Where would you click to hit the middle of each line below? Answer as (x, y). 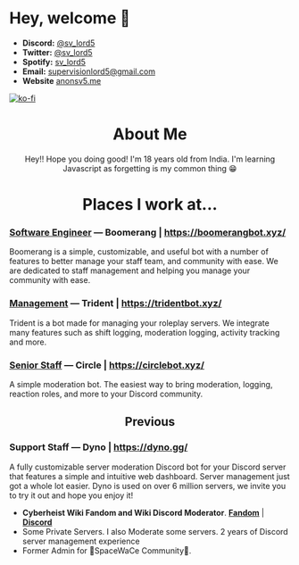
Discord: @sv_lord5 (58, 43)
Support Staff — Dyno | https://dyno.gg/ (99, 447)
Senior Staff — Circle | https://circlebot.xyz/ (107, 365)
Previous (150, 422)
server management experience (81, 541)
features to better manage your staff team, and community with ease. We (144, 262)
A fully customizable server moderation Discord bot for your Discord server (148, 467)
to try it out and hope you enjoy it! (71, 495)
